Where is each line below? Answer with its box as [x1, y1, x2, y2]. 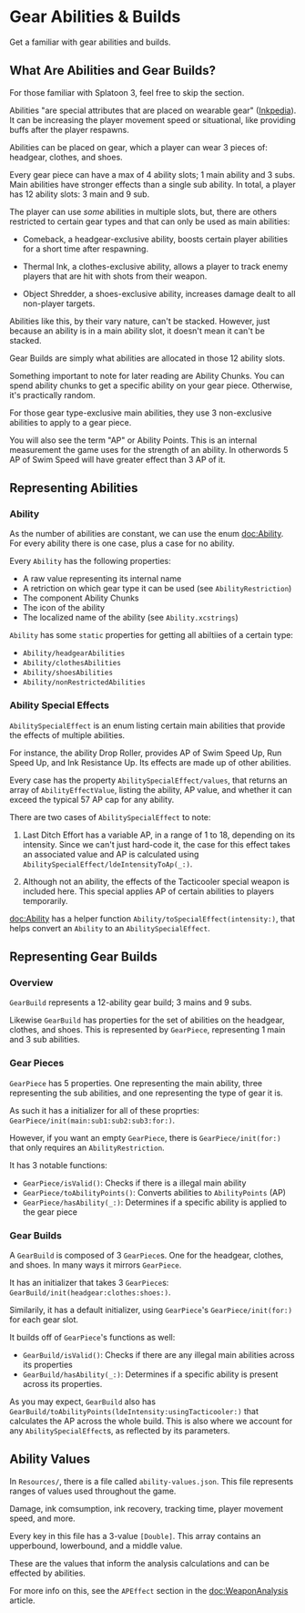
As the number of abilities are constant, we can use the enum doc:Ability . [9, 529, 284, 539]
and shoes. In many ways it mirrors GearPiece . [9, 1259, 182, 1270]
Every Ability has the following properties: [9, 556, 171, 567]
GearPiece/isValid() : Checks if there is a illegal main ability [22, 1177, 247, 1188]
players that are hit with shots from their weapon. [22, 271, 208, 282]
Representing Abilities [9, 480, 138, 496]
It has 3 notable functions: [9, 1159, 107, 1170]
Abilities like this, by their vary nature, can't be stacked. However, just [9, 315, 270, 326]
